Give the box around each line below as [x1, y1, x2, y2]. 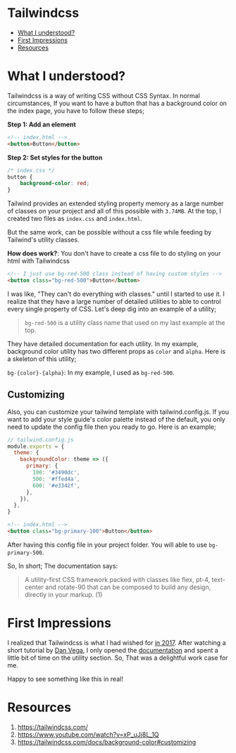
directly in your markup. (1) [24, 590, 103, 598]
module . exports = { [7, 443, 65, 450]
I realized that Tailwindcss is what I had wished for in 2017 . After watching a [7, 638, 226, 647]
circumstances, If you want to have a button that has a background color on [7, 99, 228, 107]
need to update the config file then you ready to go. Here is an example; [7, 422, 216, 431]
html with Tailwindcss [7, 256, 70, 266]
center [24, 583, 44, 591]
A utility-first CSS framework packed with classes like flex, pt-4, [24, 575, 211, 583]
